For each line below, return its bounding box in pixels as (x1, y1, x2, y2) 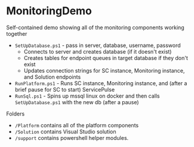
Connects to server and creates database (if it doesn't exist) (23, 48, 172, 55)
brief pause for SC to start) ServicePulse (14, 86, 115, 93)
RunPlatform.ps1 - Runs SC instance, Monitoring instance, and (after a (14, 79, 187, 87)
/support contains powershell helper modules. (14, 134, 129, 141)
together (6, 30, 27, 37)
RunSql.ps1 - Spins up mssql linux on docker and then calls (14, 92, 160, 99)
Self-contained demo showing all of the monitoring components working (6, 24, 184, 31)
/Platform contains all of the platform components (14, 121, 139, 129)
